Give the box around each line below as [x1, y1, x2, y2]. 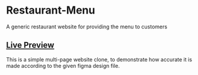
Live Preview [6, 40, 55, 50]
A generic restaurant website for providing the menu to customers [6, 23, 168, 30]
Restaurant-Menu [6, 4, 95, 17]
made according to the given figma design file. [6, 62, 120, 69]
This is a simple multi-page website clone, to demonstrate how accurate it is [6, 56, 193, 63]
